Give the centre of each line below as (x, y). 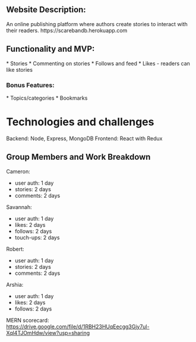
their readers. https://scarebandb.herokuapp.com (67, 30)
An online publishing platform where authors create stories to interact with (97, 24)
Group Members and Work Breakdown (78, 157)
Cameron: (18, 171)
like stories (19, 69)
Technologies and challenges (80, 122)
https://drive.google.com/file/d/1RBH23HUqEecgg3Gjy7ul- (78, 327)
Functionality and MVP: (50, 49)
